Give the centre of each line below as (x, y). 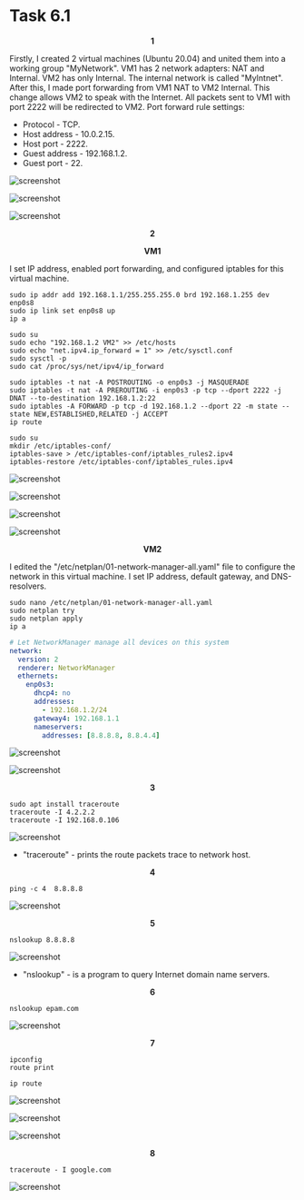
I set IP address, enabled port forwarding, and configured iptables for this (147, 268)
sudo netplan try (42, 610)
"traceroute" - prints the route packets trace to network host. (137, 855)
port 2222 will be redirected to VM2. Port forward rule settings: (127, 106)
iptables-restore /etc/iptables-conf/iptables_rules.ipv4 (121, 461)
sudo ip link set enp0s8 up (63, 311)
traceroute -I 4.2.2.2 (52, 813)
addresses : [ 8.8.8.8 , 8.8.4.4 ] (101, 735)
